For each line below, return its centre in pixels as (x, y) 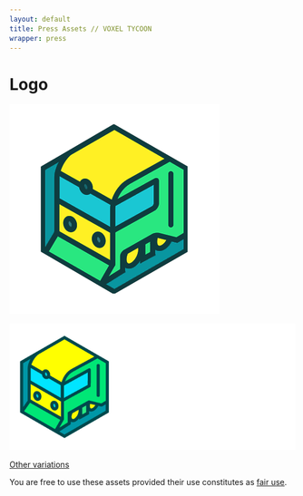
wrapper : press (38, 38)
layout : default (40, 19)
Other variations (39, 465)
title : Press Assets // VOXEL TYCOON (81, 29)
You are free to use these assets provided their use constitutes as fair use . (148, 482)
